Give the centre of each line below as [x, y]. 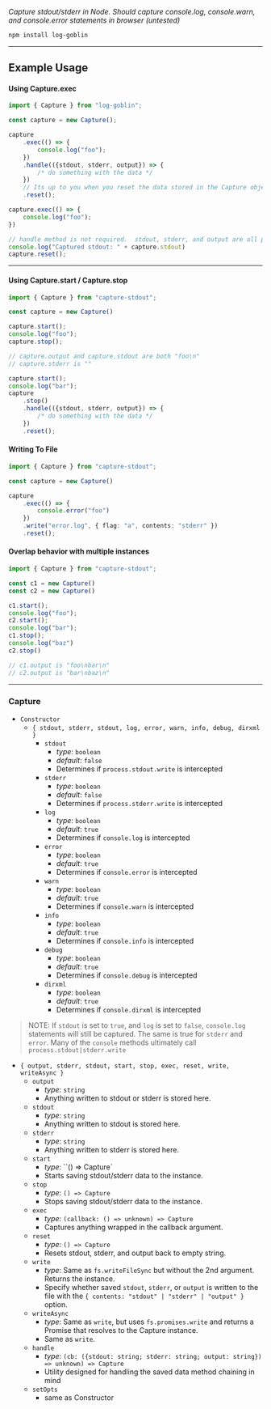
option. [56, 1304]
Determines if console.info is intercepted [125, 940]
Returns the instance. [79, 1279]
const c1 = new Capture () [52, 583]
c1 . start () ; [28, 605]
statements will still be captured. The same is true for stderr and [135, 1033]
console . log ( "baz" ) [41, 643]
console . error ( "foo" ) [74, 511]
